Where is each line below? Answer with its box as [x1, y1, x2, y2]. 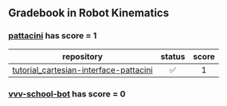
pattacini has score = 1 [8, 30, 97, 41]
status [160, 51, 186, 62]
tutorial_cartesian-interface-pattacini [12, 64, 153, 75]
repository [62, 51, 104, 62]
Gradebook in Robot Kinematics [8, 6, 170, 20]
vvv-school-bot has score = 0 [8, 88, 126, 99]
